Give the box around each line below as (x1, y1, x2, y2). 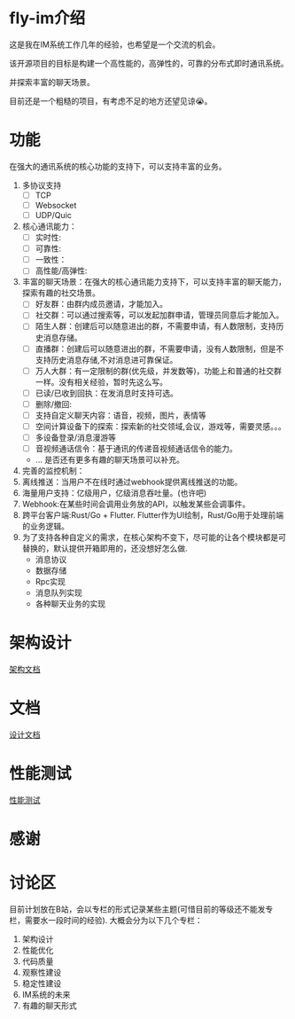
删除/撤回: (35, 398, 73, 409)
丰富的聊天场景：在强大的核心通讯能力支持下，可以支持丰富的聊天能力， (21, 277, 286, 287)
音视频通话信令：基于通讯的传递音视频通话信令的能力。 (35, 443, 237, 453)
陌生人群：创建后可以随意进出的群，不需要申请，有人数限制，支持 (35, 321, 276, 332)
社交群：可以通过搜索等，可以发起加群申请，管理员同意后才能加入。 (35, 310, 284, 320)
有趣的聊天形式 (21, 999, 77, 1011)
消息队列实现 (35, 587, 82, 598)
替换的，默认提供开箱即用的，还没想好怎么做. (21, 543, 188, 553)
